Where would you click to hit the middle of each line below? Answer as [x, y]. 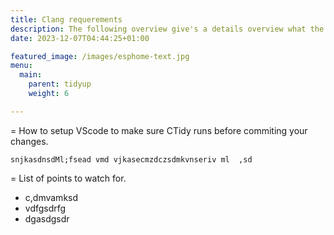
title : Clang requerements [66, 19]
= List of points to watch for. [68, 178]
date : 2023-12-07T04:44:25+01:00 [80, 38]
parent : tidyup [60, 84]
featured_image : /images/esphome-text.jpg [100, 56]
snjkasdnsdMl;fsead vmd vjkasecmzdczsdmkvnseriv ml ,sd [131, 159]
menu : [21, 66]
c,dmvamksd [51, 197]
